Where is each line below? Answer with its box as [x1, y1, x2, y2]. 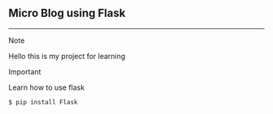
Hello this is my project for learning [8, 51, 126, 61]
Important [8, 66, 41, 76]
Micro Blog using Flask [8, 6, 126, 20]
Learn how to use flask [8, 82, 85, 92]
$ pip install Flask [8, 98, 79, 106]
